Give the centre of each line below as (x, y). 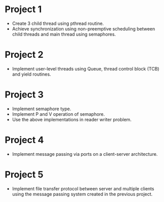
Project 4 (24, 140)
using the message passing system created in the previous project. (82, 194)
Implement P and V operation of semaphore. (58, 114)
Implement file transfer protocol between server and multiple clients (83, 188)
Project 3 (24, 95)
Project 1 (23, 9)
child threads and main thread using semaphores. (64, 34)
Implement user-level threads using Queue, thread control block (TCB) (86, 69)
